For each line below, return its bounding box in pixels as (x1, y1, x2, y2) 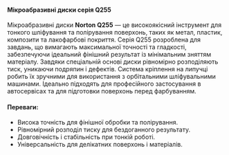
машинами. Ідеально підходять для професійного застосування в (7, 80, 201, 88)
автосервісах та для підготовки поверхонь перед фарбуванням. (7, 87, 197, 95)
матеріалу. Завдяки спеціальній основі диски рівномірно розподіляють (7, 57, 219, 66)
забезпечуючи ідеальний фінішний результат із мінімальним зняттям (7, 51, 212, 59)
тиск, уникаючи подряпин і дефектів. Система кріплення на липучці (7, 65, 208, 73)
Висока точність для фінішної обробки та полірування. (17, 118, 178, 127)
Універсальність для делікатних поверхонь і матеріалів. (17, 140, 183, 149)
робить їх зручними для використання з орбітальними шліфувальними (7, 73, 216, 81)
